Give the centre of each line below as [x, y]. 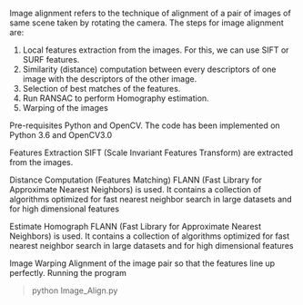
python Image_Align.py [75, 290]
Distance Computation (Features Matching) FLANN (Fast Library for [136, 180]
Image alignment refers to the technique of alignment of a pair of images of [150, 13]
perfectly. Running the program [68, 273]
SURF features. [51, 59]
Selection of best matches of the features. [101, 89]
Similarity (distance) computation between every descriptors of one [149, 69]
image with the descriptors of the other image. [110, 79]
